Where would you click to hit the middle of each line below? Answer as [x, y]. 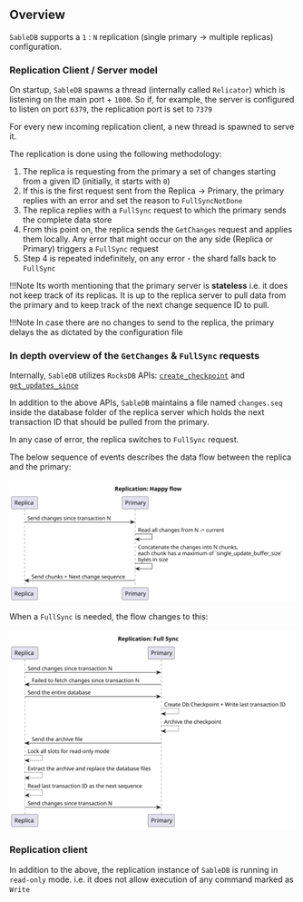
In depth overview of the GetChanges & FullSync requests [135, 356]
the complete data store [67, 220]
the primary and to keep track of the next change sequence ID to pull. [139, 305]
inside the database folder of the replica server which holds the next [137, 412]
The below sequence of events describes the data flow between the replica [151, 457]
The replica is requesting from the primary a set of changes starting [149, 172]
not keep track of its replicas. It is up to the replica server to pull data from [148, 295]
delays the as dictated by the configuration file [96, 332]
